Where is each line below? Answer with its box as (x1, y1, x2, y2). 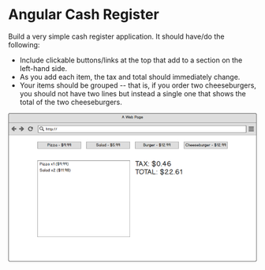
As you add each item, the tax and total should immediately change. (19, 72, 241, 81)
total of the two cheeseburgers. (19, 97, 122, 107)
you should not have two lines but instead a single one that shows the (19, 88, 246, 98)
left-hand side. (19, 63, 68, 73)
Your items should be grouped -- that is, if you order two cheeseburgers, (19, 81, 256, 90)
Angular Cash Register (8, 6, 159, 24)
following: (8, 39, 40, 49)
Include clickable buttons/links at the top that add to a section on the (19, 55, 243, 65)
